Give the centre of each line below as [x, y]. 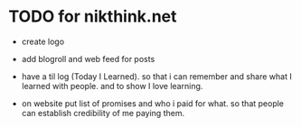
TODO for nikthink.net [93, 17]
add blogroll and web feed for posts [88, 59]
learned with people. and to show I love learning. [112, 86]
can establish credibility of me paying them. [103, 113]
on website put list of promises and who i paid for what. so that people [153, 103]
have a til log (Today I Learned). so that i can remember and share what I [157, 76]
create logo [43, 41]
